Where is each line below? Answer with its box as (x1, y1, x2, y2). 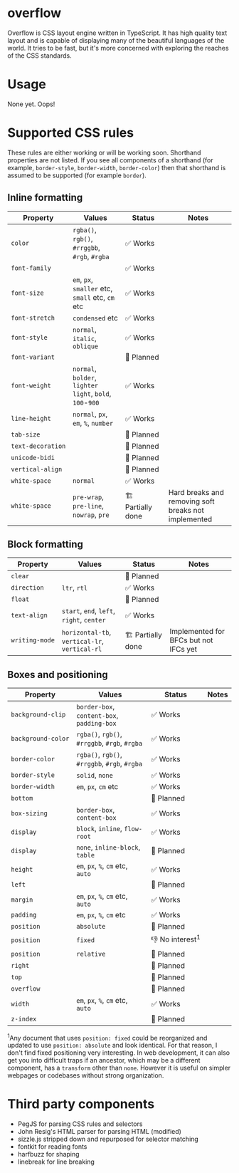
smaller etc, (72, 283, 113, 293)
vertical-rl (61, 645, 102, 653)
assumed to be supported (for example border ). (7, 171, 147, 179)
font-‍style (11, 333, 48, 341)
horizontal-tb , (61, 627, 112, 637)
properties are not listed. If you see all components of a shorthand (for (7, 155, 213, 165)
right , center (61, 615, 106, 625)
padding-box (75, 719, 117, 728)
